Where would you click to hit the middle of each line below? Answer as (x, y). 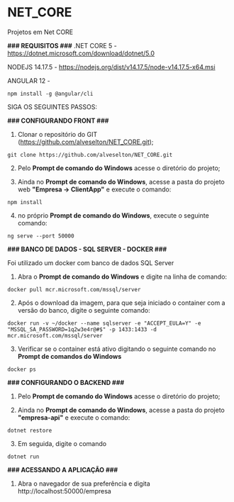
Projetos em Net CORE (40, 32)
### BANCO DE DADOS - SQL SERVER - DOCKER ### (87, 249)
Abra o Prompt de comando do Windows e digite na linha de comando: (122, 277)
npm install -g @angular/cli (50, 94)
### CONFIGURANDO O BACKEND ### (66, 382)
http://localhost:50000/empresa (64, 491)
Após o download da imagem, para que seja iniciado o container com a (121, 303)
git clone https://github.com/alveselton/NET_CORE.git (90, 155)
